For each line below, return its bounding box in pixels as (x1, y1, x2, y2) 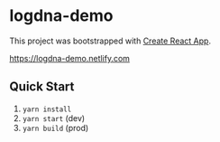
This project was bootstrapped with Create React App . (9, 35, 212, 46)
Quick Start (9, 79, 75, 95)
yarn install (22, 105, 72, 114)
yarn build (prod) (22, 122, 89, 133)
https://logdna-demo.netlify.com (9, 52, 131, 63)
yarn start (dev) (22, 112, 86, 123)
